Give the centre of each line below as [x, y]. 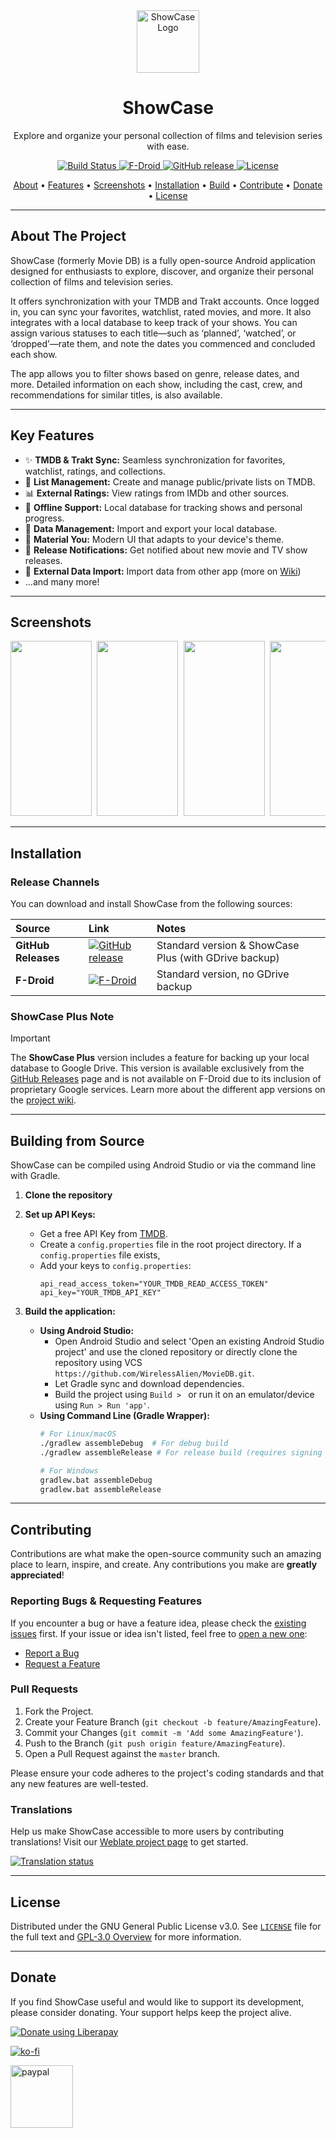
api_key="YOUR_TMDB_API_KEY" [100, 1293]
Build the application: [70, 1311]
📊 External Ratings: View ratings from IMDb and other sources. [157, 493]
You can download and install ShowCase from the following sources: [151, 904]
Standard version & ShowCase [228, 946]
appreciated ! [37, 1575]
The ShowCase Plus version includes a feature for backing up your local [160, 1058]
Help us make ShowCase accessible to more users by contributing [147, 1831]
